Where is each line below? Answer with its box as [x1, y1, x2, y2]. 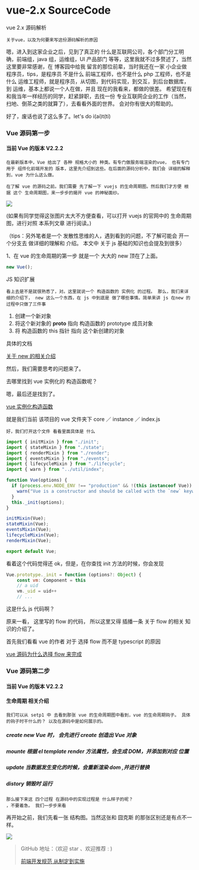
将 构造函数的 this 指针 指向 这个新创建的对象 [14, 327, 125, 334]
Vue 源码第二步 [6, 666, 50, 675]
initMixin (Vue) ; [6, 515, 46, 521]
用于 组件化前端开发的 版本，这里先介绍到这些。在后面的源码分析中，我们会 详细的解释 [6, 166, 191, 172]
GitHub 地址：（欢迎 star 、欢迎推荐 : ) [20, 844, 113, 852]
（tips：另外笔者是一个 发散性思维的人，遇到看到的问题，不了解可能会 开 [6, 232, 184, 239]
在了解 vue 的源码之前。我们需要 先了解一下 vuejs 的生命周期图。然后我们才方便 [6, 184, 182, 190]
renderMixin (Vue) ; [6, 537, 52, 543]
